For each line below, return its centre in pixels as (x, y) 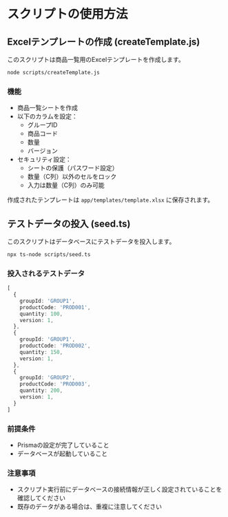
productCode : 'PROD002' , (55, 346)
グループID (42, 125)
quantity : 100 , (41, 314)
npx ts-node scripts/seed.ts (49, 254)
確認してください (41, 498)
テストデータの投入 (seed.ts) (69, 223)
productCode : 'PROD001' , (55, 307)
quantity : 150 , (41, 352)
